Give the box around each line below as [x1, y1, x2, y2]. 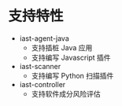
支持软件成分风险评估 [31, 89, 101, 98]
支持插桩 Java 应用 [31, 42, 93, 52]
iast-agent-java [19, 33, 69, 43]
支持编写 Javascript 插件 [31, 53, 112, 62]
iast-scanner [19, 61, 61, 71]
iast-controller [19, 79, 66, 89]
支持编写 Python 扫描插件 [31, 71, 114, 80]
